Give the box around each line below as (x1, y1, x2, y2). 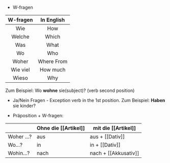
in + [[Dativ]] (90, 142, 121, 148)
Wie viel (11, 66, 30, 73)
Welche (11, 33, 30, 40)
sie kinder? (12, 103, 36, 109)
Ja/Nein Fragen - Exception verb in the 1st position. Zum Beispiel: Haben (12, 97, 165, 103)
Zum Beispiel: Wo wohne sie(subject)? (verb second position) (5, 87, 135, 93)
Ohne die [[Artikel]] (36, 124, 85, 132)
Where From (38, 58, 68, 65)
